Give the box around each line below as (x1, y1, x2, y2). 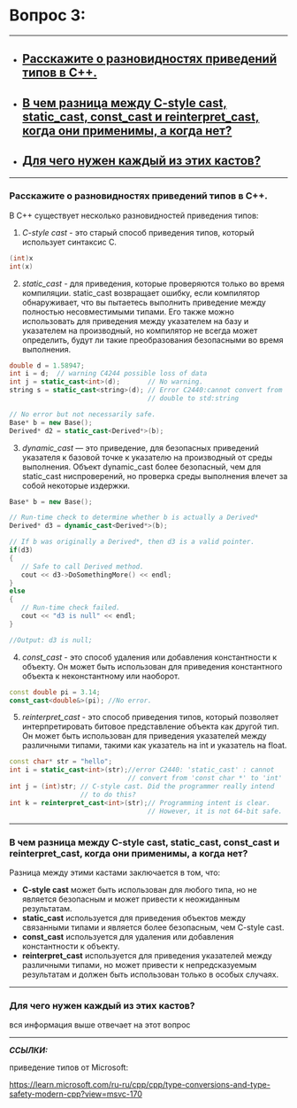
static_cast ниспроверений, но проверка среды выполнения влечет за (21, 470, 288, 481)
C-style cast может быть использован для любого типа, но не (21, 884, 258, 895)
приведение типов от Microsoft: (9, 1062, 129, 1073)
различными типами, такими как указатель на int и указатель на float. (21, 740, 287, 751)
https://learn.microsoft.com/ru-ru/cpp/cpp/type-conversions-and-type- (9, 1080, 271, 1090)
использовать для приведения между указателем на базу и (21, 315, 249, 326)
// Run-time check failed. (20, 603, 121, 612)
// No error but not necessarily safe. (9, 409, 156, 419)
